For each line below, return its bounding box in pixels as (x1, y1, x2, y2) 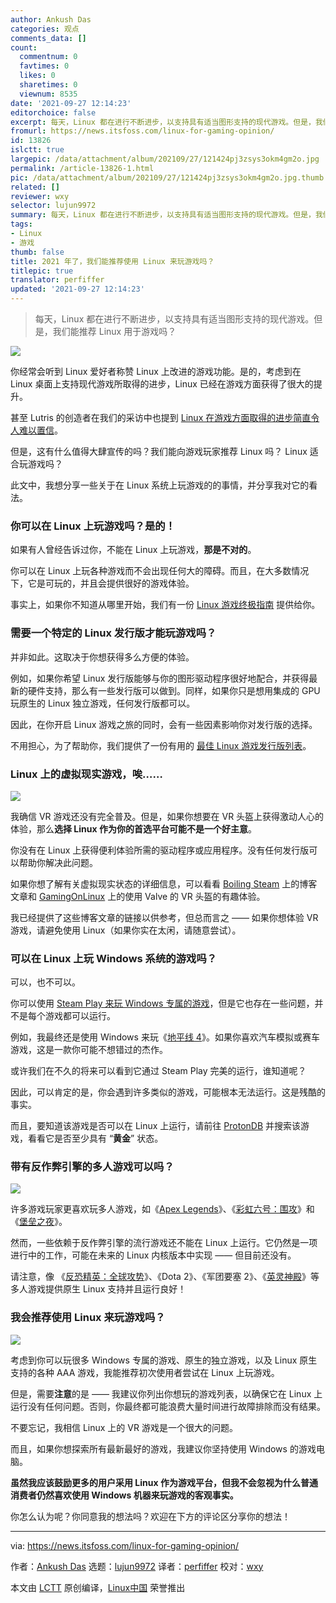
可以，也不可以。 (10, 976, 81, 988)
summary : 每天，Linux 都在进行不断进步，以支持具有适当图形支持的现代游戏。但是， (10, 210, 316, 220)
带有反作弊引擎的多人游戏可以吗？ (10, 1160, 175, 1174)
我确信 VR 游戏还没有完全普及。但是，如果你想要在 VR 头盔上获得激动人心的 (10, 810, 325, 822)
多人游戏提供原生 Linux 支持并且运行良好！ (10, 1283, 187, 1295)
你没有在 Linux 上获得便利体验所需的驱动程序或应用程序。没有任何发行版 (10, 844, 310, 856)
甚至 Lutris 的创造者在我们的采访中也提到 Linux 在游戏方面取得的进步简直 (10, 412, 312, 423)
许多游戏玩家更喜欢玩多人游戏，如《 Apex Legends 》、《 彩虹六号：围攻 (10, 1203, 298, 1215)
